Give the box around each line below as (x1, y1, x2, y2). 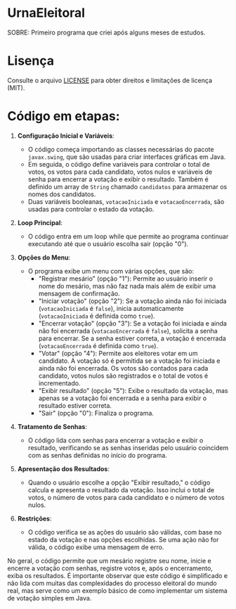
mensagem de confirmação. (38, 289, 121, 297)
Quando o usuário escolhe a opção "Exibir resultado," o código (27, 478, 211, 487)
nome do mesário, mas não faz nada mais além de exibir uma (38, 281, 216, 290)
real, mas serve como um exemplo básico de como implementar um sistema (7, 586, 228, 595)
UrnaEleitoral (7, 5, 86, 21)
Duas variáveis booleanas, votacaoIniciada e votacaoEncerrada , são (27, 197, 225, 205)
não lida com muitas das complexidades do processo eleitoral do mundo (7, 579, 218, 587)
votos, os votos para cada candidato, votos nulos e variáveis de (27, 167, 213, 176)
